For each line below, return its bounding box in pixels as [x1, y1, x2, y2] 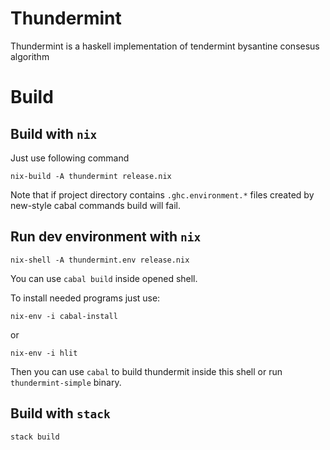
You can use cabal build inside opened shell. [10, 272, 198, 284]
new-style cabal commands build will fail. [10, 199, 181, 211]
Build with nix [10, 125, 98, 142]
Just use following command [10, 152, 130, 164]
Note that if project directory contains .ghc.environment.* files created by [10, 188, 315, 201]
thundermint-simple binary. [10, 376, 122, 388]
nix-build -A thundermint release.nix [10, 171, 172, 181]
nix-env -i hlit [10, 348, 78, 358]
